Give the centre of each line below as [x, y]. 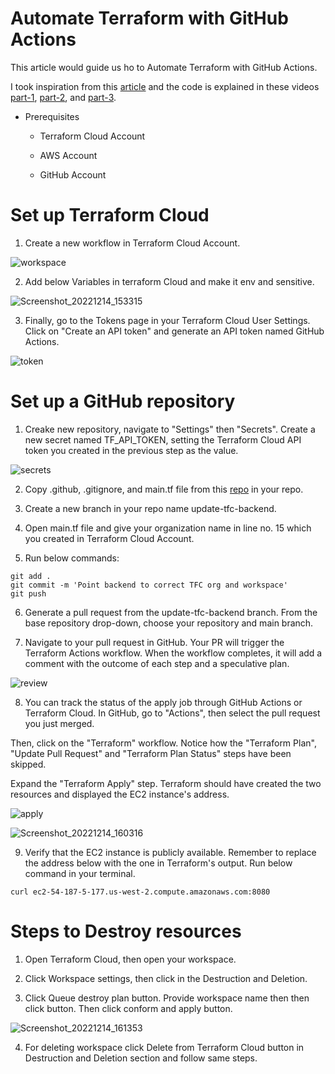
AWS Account [68, 155]
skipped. [28, 764]
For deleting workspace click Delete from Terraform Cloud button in [164, 1047]
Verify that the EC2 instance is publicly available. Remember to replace [170, 852]
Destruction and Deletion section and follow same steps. [141, 1058]
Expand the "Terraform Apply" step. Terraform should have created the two [166, 783]
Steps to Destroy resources [126, 931]
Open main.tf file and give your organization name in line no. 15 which [168, 528]
